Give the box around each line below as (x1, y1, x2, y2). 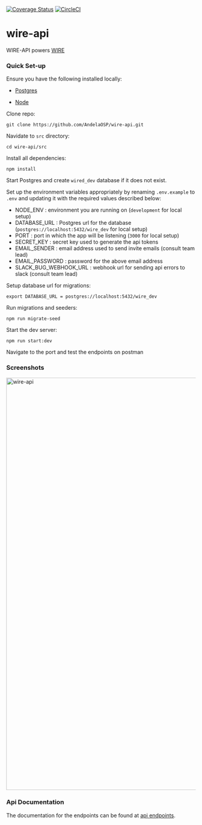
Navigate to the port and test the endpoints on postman (6, 349, 144, 356)
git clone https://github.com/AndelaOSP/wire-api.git (6, 122, 144, 128)
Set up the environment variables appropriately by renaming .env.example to (6, 188, 195, 195)
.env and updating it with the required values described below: (6, 195, 161, 202)
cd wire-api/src (6, 144, 47, 150)
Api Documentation (6, 798, 64, 806)
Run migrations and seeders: (6, 304, 78, 311)
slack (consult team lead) (14, 271, 78, 278)
